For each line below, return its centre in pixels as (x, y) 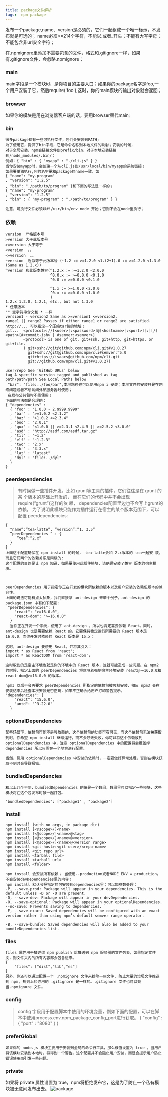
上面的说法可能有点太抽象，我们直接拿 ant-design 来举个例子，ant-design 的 (78, 598)
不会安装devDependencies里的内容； (39, 879)
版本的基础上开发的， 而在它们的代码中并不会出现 (79, 497)
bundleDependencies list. (32, 929)
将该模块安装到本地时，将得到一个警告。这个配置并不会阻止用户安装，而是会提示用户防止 (83, 1053)
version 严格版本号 (25, 234)
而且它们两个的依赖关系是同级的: (34, 558)
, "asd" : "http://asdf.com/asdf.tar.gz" (54, 431)
